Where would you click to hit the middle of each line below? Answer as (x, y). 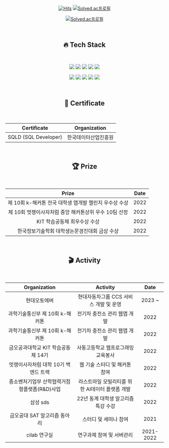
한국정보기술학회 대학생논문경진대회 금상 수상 (68, 231)
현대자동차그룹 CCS (100, 297)
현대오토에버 (40, 301)
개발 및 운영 (108, 304)
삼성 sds (39, 402)
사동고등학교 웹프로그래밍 (105, 348)
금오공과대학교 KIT (30, 348)
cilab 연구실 (40, 435)
